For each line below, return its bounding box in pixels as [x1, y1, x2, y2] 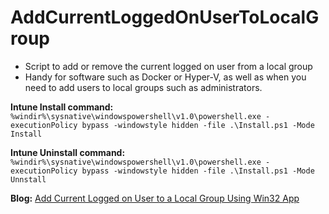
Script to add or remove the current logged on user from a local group [24, 60, 313, 72]
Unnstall [10, 174, 47, 185]
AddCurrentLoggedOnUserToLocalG [10, 6, 320, 29]
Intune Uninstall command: [10, 146, 126, 158]
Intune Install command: [10, 101, 114, 113]
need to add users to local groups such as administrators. [24, 81, 263, 93]
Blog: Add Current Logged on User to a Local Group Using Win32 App [10, 192, 300, 204]
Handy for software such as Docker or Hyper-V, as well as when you [24, 71, 307, 83]
